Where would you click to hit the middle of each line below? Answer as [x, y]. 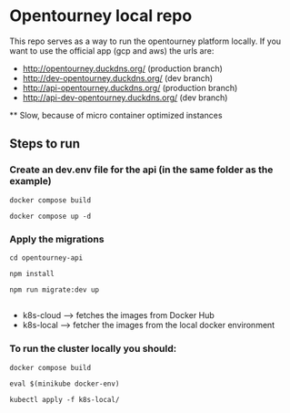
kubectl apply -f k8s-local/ [65, 399]
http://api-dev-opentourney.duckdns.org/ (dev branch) [125, 98]
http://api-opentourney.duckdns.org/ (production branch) [130, 88]
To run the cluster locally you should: [93, 349]
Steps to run [45, 144]
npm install [32, 274]
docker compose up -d [50, 216]
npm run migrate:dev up [55, 289]
